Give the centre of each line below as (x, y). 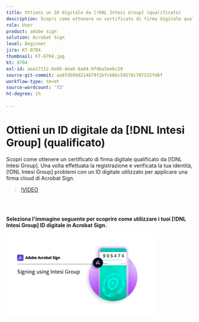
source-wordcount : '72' (36, 88)
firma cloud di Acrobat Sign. (41, 178)
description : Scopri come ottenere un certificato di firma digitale (94, 19)
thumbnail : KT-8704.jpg (36, 56)
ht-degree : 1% (24, 94)
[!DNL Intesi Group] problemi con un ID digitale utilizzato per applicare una (97, 171)
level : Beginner (26, 44)
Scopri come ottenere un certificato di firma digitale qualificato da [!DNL (94, 159)
